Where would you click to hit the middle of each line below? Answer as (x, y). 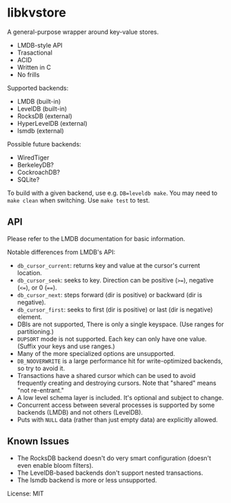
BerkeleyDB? (35, 164)
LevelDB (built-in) (42, 108)
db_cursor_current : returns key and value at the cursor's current (109, 265)
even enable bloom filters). (55, 465)
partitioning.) (35, 331)
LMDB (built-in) (39, 101)
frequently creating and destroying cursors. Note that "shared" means (117, 383)
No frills (28, 75)
